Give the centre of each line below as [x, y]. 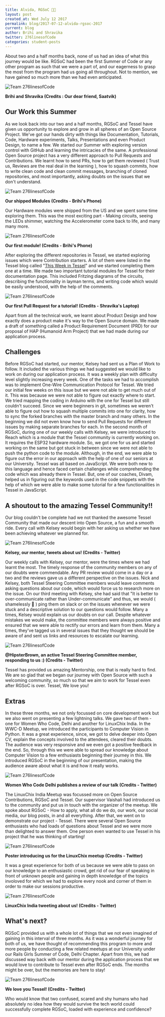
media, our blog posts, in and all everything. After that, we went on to [75, 815]
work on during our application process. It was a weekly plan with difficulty [81, 374]
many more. [17, 226]
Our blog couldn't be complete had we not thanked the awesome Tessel [78, 517]
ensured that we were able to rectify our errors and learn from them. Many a [82, 625]
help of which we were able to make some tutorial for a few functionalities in [82, 485]
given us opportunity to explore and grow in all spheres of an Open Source [81, 129]
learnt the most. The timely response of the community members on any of [81, 567]
